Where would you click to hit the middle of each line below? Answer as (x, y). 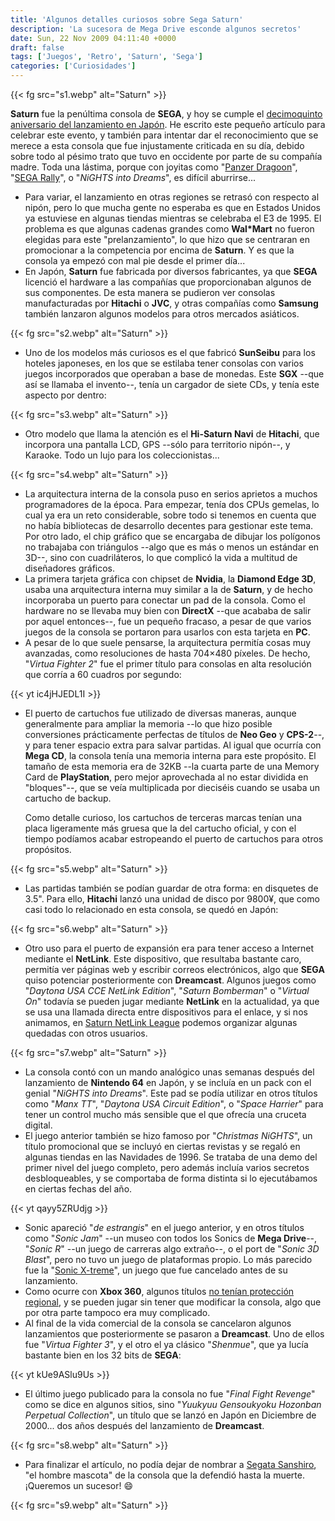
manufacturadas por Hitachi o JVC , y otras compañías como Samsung (171, 303)
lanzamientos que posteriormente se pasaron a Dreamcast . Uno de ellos (174, 1334)
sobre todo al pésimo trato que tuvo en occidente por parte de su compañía (166, 156)
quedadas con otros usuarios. (86, 1033)
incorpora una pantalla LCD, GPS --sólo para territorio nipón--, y (157, 444)
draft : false (37, 47)
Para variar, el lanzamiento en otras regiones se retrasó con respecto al (172, 197)
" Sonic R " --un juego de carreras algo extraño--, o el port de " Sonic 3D (172, 1249)
